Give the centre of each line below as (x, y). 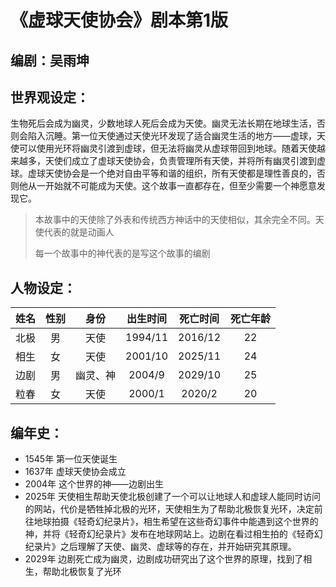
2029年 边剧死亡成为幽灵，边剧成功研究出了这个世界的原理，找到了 (164, 559)
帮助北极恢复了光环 (82, 572)
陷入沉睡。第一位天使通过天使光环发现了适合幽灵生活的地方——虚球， (172, 136)
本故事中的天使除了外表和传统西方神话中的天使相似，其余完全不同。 (175, 220)
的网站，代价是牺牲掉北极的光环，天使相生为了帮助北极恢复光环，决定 (169, 509)
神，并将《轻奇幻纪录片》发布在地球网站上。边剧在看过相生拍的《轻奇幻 (173, 534)
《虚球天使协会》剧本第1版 (119, 20)
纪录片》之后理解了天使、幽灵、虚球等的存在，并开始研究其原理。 (160, 547)
